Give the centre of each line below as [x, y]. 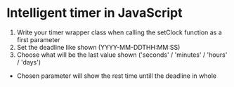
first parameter [38, 39]
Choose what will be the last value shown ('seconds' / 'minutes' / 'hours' [122, 55]
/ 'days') [29, 62]
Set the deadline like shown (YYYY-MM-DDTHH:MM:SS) [98, 47]
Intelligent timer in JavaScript [95, 13]
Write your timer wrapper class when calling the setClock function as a [119, 32]
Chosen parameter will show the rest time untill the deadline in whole [117, 76]
